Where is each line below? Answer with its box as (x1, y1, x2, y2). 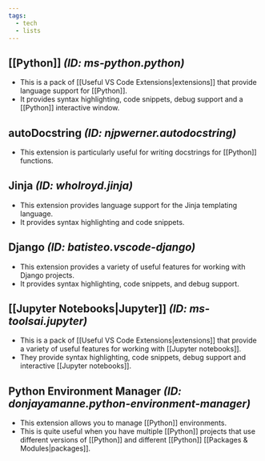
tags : (8, 11, 26, 20)
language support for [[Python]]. (19, 86, 128, 96)
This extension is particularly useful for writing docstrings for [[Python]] (19, 147, 258, 157)
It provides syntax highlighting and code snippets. (19, 217, 185, 226)
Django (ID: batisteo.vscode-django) (8, 241, 196, 255)
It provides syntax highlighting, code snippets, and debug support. (19, 279, 240, 288)
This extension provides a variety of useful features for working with (19, 262, 246, 271)
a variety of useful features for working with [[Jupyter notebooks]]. (19, 344, 242, 354)
